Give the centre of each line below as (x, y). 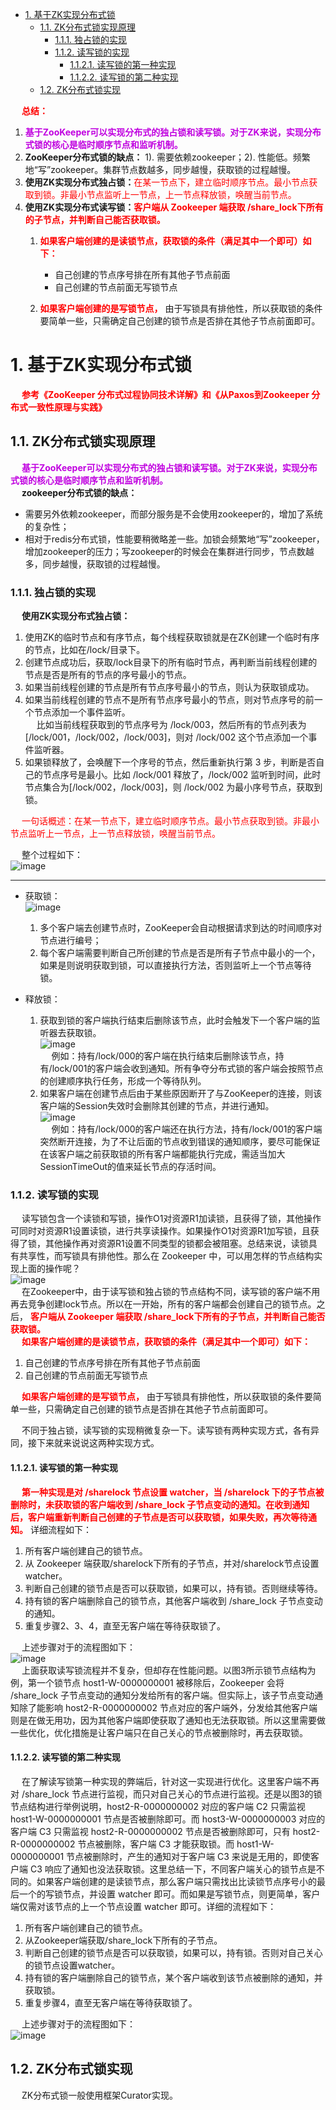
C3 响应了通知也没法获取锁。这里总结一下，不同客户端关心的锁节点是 (173, 1869)
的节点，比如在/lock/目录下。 (85, 650)
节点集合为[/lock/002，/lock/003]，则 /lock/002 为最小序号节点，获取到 (173, 787)
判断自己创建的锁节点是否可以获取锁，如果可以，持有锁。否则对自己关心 (173, 1952)
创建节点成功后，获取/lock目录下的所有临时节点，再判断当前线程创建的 (171, 662)
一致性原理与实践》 (67, 407)
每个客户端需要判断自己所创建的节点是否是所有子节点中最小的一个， (180, 953)
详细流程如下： (60, 1529)
